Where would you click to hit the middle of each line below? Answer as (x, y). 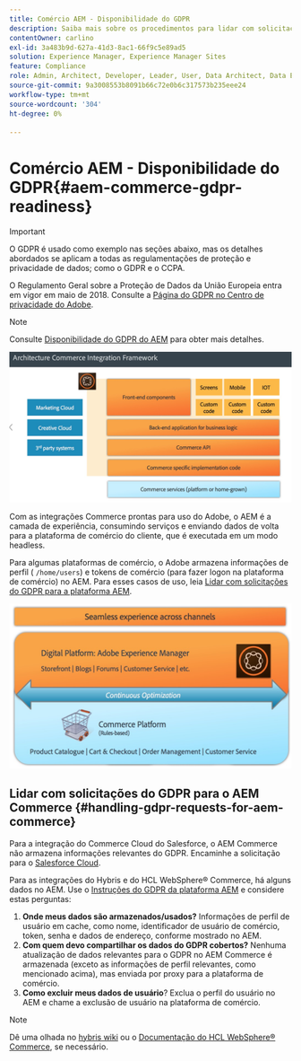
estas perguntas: (40, 899)
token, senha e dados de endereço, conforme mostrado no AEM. (142, 935)
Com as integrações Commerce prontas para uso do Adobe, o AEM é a (140, 517)
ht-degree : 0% (36, 114)
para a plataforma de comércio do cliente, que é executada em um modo (144, 536)
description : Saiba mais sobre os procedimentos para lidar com (132, 28)
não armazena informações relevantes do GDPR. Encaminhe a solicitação (145, 853)
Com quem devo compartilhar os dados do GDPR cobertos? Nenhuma (154, 945)
